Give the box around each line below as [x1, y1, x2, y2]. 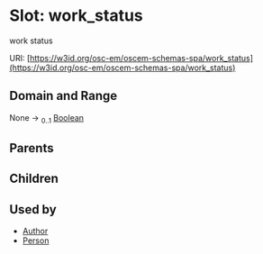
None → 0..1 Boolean [9, 112, 84, 125]
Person [22, 235, 50, 246]
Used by [9, 202, 57, 217]
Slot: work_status [9, 5, 144, 26]
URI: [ [9, 52, 31, 63]
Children [9, 171, 59, 186]
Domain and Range [9, 88, 118, 104]
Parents [9, 141, 54, 156]
